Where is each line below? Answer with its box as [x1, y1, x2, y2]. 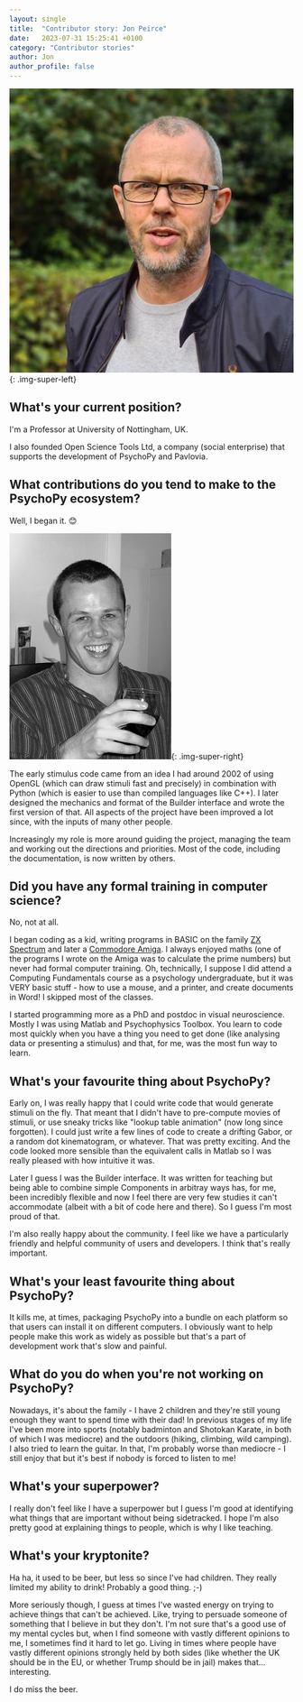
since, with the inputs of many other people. [9, 816, 173, 827]
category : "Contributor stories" [9, 43, 135, 52]
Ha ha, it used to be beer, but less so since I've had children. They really [9, 1572, 278, 1583]
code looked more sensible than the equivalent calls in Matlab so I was [9, 1145, 272, 1156]
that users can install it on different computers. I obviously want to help [9, 1321, 273, 1332]
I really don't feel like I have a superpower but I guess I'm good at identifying [9, 1503, 294, 1513]
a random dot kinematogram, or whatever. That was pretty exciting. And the [9, 1136, 291, 1147]
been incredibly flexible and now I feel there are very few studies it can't [9, 1191, 278, 1203]
